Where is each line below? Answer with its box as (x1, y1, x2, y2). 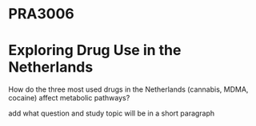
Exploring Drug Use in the (8, 41, 182, 60)
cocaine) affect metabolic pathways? (8, 93, 130, 103)
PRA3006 (8, 5, 74, 23)
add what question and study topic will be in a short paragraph (8, 108, 215, 118)
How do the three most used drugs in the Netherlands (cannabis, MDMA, (8, 85, 249, 94)
